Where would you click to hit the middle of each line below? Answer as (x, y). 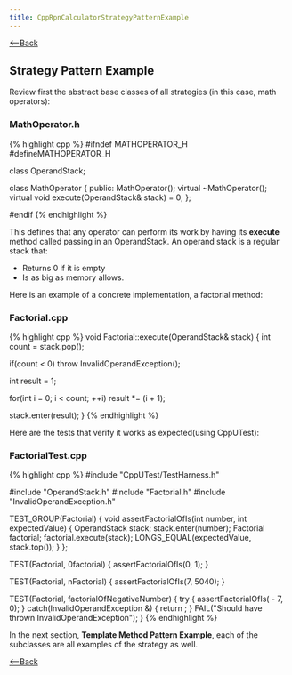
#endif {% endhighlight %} (58, 214)
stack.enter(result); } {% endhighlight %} (84, 415)
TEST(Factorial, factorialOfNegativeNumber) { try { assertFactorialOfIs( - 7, (146, 599)
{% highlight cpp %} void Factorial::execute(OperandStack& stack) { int (140, 337)
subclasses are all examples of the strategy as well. (104, 645)
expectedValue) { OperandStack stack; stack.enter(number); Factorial (137, 528)
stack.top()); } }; (39, 547)
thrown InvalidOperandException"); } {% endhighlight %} (114, 618)
